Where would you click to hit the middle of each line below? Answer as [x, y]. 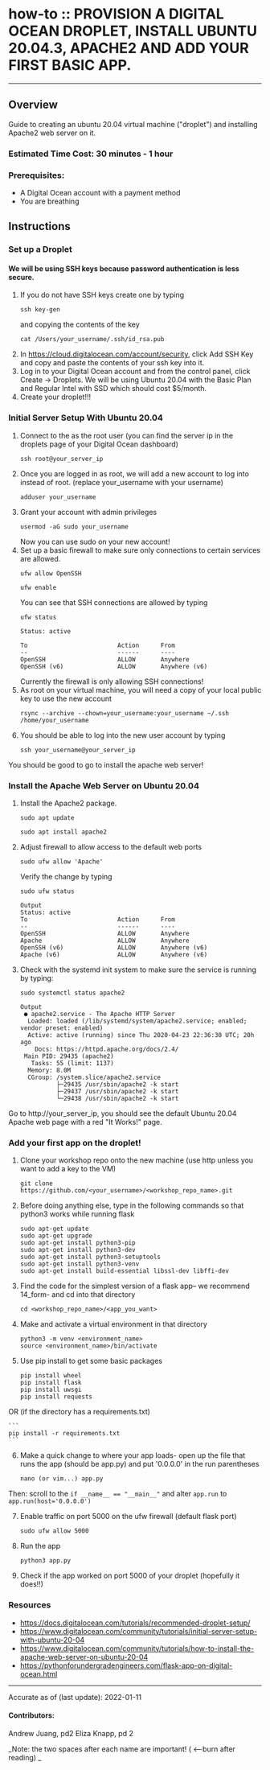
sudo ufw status [47, 891]
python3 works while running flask [77, 1214]
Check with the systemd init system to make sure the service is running [138, 969]
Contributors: [31, 1715]
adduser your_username [58, 497]
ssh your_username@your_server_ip [78, 750]
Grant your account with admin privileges [88, 512]
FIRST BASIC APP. [70, 66]
